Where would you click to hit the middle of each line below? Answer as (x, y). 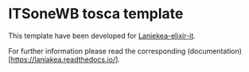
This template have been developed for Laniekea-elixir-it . (102, 36)
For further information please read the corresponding (97, 51)
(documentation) (215, 51)
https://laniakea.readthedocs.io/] (64, 59)
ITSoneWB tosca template (96, 14)
